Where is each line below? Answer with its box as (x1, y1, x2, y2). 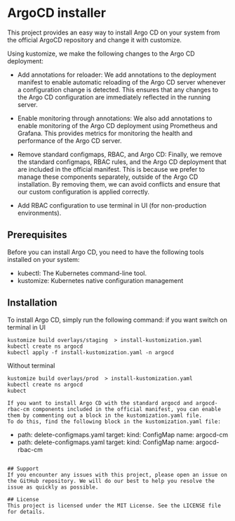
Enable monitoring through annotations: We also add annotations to (17, 114, 213, 123)
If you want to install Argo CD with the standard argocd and (7, 399, 193, 406)
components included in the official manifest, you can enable (32, 406, 221, 413)
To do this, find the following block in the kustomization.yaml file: (7, 418, 221, 425)
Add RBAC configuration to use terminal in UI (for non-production (17, 201, 207, 209)
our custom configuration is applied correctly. (17, 187, 149, 196)
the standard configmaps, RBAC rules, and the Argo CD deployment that (17, 157, 227, 166)
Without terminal (7, 361, 55, 370)
